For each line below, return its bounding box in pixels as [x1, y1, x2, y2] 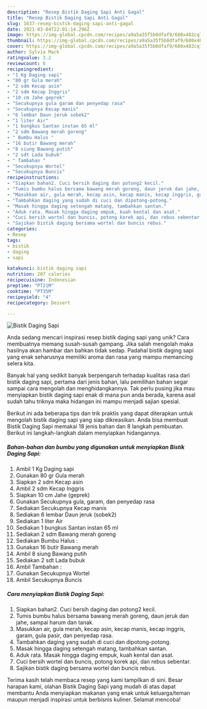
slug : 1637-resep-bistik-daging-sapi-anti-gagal [7, 20, 134, 26]
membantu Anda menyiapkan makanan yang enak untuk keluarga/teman [7, 689, 190, 697]
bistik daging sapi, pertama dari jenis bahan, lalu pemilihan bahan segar [7, 378, 189, 385]
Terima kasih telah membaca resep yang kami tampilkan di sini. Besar [7, 676, 183, 684]
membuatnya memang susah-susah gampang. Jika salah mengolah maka [7, 340, 193, 347]
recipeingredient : [7, 66, 54, 72]
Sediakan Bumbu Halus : [15, 537, 79, 544]
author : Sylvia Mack [7, 49, 60, 55]
